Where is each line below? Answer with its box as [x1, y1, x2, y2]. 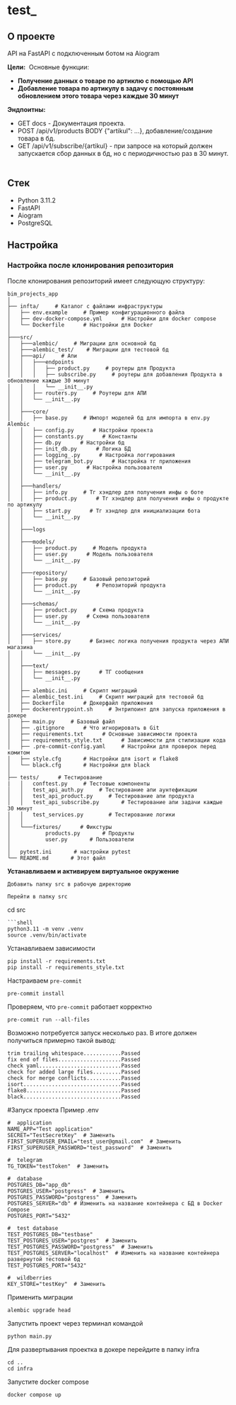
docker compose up [7, 1391, 61, 1398]
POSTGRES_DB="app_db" [7, 1181, 71, 1188]
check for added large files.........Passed [7, 1068, 141, 1076]
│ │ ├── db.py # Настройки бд [7, 439, 125, 446]
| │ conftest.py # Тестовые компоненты [7, 780, 151, 787]
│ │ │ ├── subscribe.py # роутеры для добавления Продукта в [7, 371, 223, 378]
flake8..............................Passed [7, 1087, 141, 1094]
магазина [7, 643, 33, 650]
